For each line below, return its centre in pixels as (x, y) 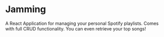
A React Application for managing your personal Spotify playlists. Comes (82, 23)
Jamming (26, 9)
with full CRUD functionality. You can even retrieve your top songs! (76, 28)
